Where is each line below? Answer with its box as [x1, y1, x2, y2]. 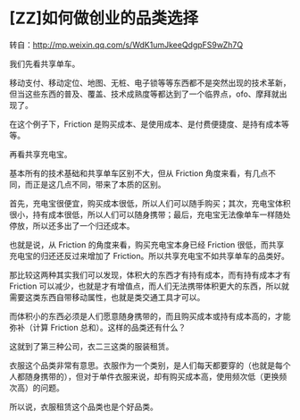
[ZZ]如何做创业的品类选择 [9, 8, 199, 29]
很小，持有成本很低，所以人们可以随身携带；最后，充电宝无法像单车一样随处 [9, 209, 291, 220]
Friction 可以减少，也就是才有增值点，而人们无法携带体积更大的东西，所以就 [9, 281, 290, 291]
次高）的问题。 [9, 382, 64, 393]
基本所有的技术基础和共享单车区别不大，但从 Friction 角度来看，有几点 [9, 167, 269, 179]
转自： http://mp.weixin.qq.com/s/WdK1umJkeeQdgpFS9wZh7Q [9, 39, 244, 50]
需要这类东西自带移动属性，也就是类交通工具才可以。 [9, 291, 205, 302]
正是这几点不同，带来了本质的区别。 [32, 179, 166, 189]
